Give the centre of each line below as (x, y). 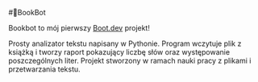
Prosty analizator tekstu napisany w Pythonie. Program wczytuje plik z (125, 43)
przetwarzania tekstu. (44, 69)
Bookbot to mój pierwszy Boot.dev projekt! (79, 28)
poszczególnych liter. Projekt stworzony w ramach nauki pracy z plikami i (130, 61)
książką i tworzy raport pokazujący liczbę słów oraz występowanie (119, 52)
